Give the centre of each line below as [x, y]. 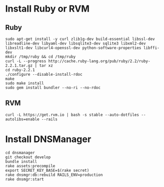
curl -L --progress [26, 61]
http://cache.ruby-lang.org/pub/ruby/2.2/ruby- [99, 61]
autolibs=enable [22, 119]
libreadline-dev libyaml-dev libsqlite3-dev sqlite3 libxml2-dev [75, 43]
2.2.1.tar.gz [19, 66]
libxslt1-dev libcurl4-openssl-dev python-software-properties [73, 48]
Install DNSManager [48, 139]
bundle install [21, 161]
